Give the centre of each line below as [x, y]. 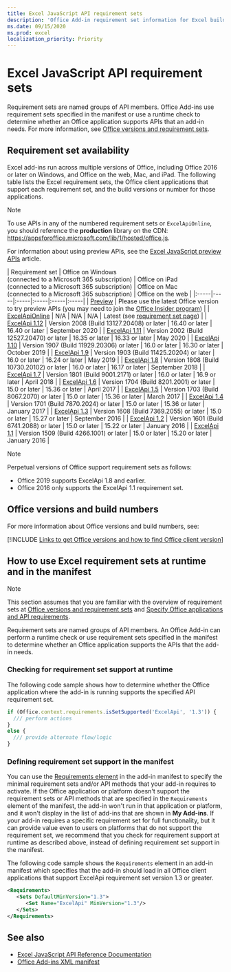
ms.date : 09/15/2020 [37, 26]
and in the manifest [49, 572]
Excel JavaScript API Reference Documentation [84, 954]
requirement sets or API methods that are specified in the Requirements [108, 799]
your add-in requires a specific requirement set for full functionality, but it [111, 820]
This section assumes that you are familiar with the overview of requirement [114, 602]
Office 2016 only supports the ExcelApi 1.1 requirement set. [100, 487]
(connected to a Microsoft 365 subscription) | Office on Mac [92, 286]
